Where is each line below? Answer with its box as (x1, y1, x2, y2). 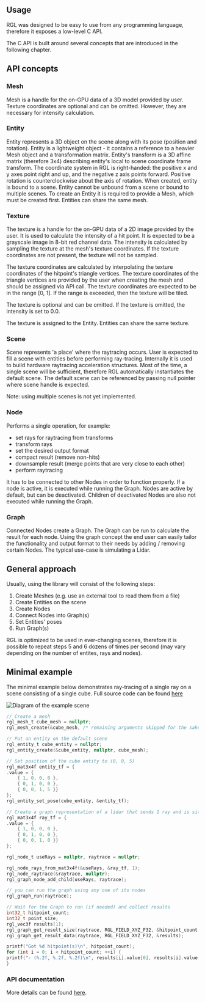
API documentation (6, 975, 65, 983)
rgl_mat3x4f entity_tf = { (6, 764, 75, 770)
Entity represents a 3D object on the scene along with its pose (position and (6, 137, 197, 145)
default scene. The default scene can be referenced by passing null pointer (6, 375, 196, 382)
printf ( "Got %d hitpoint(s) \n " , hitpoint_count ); (6, 943, 135, 949)
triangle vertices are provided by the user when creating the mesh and (6, 276, 184, 283)
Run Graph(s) (15, 624, 49, 632)
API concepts (6, 64, 59, 74)
